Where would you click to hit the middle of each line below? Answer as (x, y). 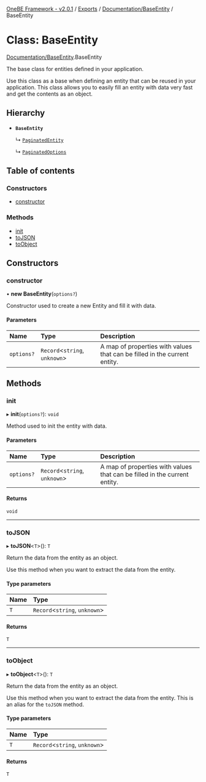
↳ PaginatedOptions (41, 151)
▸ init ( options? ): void (33, 414)
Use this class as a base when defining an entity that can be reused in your (101, 81)
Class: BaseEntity (52, 40)
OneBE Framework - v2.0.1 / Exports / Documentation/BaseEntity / (90, 9)
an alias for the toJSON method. (45, 704)
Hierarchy (26, 113)
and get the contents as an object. (50, 94)
